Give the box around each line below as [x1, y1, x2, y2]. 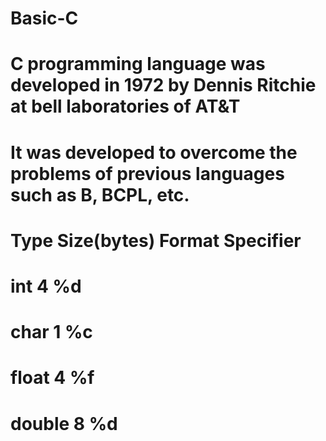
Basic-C [10, 7, 79, 30]
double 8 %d [10, 412, 118, 435]
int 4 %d [10, 275, 82, 297]
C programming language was [10, 53, 266, 76]
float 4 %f [10, 367, 95, 389]
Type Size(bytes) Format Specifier [10, 229, 302, 252]
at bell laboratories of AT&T [10, 95, 241, 118]
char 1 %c [10, 321, 93, 344]
